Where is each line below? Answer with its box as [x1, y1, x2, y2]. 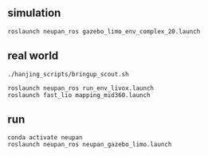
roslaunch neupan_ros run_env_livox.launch [7, 84, 155, 92]
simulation [7, 6, 61, 20]
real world [7, 49, 59, 63]
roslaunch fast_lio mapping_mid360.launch [7, 91, 151, 99]
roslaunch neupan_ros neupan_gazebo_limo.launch [7, 141, 172, 149]
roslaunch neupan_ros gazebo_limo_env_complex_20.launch [7, 27, 201, 35]
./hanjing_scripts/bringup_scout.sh [7, 70, 129, 78]
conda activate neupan [7, 134, 83, 142]
